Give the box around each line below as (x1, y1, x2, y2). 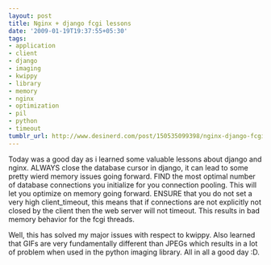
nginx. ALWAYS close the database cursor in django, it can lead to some (8, 162, 248, 172)
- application (8, 42, 56, 50)
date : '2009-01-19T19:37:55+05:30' (8, 27, 128, 35)
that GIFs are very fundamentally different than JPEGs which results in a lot (8, 238, 258, 248)
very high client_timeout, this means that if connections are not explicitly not (8, 197, 262, 207)
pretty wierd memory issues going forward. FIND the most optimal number (8, 171, 256, 181)
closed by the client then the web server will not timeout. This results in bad (8, 205, 261, 215)
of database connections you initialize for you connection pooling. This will (8, 179, 256, 190)
